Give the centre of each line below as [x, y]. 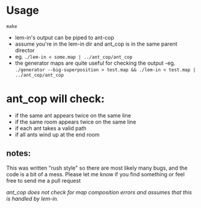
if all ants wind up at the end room [57, 134]
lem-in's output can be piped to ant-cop [64, 37]
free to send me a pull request [44, 180]
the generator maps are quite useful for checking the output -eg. [95, 63]
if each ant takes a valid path [51, 128]
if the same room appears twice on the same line [76, 122]
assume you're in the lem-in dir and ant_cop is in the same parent [96, 44]
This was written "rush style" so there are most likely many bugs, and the [97, 168]
